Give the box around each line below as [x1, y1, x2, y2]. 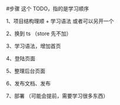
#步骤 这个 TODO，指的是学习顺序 [6, 5, 89, 12]
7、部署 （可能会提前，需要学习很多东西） [6, 93, 109, 99]
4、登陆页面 [6, 55, 36, 62]
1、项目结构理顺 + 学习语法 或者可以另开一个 [6, 18, 114, 25]
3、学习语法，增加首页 [6, 43, 61, 49]
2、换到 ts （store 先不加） [6, 30, 72, 37]
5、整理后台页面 [6, 67, 46, 74]
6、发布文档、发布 [6, 80, 51, 87]
